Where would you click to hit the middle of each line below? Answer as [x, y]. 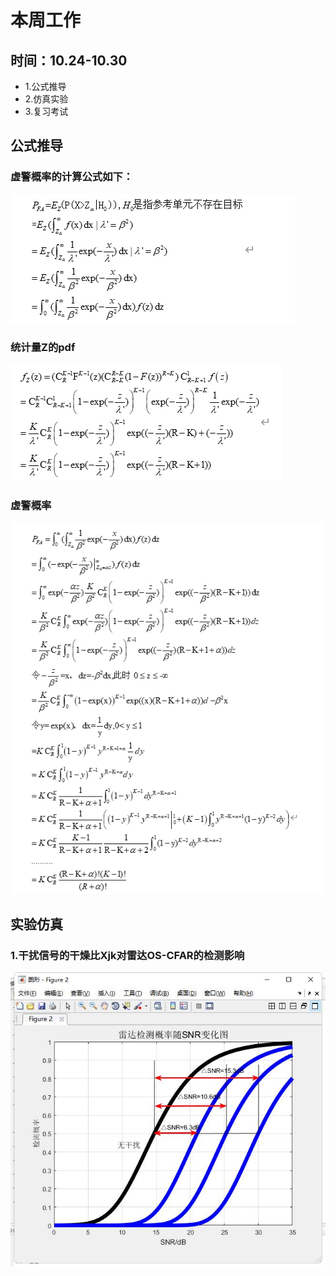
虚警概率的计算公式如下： [72, 177]
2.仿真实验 [46, 99]
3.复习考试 [46, 111]
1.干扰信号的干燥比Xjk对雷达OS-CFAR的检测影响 [127, 955]
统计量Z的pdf [43, 347]
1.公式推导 [45, 86]
